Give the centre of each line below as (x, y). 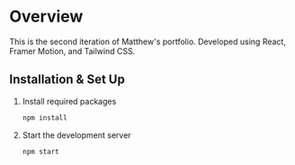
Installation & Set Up (67, 80)
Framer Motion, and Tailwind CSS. (72, 50)
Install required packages (69, 101)
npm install (45, 118)
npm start (41, 151)
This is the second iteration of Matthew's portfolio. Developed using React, (147, 41)
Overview (46, 17)
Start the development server (77, 135)
